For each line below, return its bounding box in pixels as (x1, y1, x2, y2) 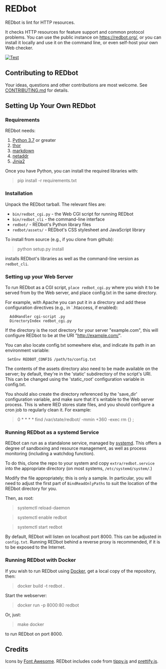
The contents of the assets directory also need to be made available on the (5, 365, 159, 372)
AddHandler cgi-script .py (9, 314, 65, 319)
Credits (5, 645, 29, 654)
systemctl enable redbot (17, 514, 67, 521)
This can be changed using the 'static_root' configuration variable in (5, 376, 145, 382)
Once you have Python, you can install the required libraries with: (5, 168, 138, 174)
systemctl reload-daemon (17, 505, 70, 511)
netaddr (12, 153, 29, 159)
